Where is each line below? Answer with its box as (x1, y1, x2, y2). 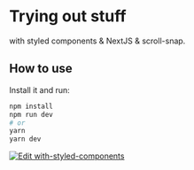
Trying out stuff (9, 6, 127, 27)
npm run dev (9, 110, 53, 119)
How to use (9, 61, 73, 76)
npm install (9, 102, 53, 111)
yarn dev (9, 135, 42, 143)
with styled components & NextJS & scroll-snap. (9, 35, 186, 46)
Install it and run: (9, 84, 71, 95)
